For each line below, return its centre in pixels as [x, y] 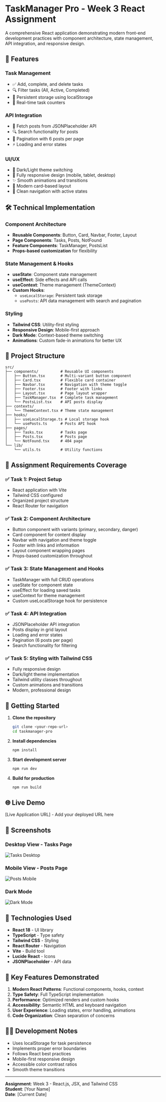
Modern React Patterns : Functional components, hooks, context [78, 989]
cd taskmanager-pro [32, 731]
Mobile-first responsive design [43, 1059]
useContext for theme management [48, 595]
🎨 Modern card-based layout [41, 186]
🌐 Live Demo [25, 802]
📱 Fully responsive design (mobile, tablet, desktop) [64, 175]
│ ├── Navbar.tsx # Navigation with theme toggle [66, 385]
